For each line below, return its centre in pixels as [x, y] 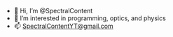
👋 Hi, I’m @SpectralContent [53, 11]
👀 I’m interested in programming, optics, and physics [90, 18]
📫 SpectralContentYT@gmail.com [63, 26]
